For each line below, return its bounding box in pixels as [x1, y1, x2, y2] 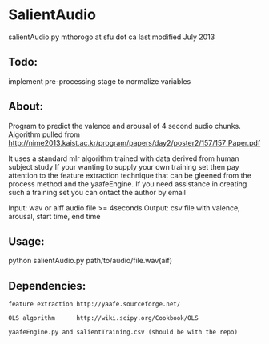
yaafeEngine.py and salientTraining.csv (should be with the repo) [8, 328, 239, 337]
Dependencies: [8, 278, 86, 293]
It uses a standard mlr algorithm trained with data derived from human [8, 154, 239, 163]
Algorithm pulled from [8, 130, 81, 139]
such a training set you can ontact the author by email [8, 187, 187, 197]
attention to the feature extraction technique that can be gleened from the [8, 170, 252, 180]
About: [8, 100, 44, 114]
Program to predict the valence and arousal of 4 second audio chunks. [8, 121, 242, 130]
